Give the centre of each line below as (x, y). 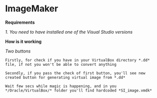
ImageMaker (32, 9)
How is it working (23, 41)
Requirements (20, 22)
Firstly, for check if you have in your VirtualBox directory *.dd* (78, 60)
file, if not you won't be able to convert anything (61, 64)
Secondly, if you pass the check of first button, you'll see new (75, 73)
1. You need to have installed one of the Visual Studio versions (69, 32)
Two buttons (18, 51)
